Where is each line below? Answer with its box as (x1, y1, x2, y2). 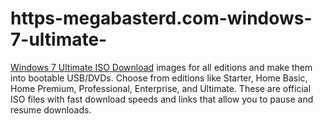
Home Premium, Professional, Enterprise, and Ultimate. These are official (10, 82, 312, 94)
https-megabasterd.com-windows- (10, 7, 313, 30)
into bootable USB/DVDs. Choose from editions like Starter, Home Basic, (10, 72, 308, 84)
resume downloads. (10, 103, 92, 116)
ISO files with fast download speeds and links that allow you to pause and (10, 93, 314, 105)
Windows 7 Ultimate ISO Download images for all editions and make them (10, 61, 313, 73)
